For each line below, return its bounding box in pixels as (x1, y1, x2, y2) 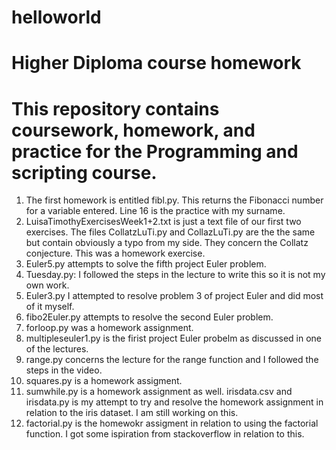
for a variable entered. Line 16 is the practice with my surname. (25, 205, 286, 217)
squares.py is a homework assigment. (25, 375, 183, 387)
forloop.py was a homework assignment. (25, 322, 194, 334)
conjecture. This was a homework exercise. (25, 247, 206, 260)
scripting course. (11, 161, 158, 184)
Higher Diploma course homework (11, 52, 302, 75)
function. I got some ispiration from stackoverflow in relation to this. (25, 428, 305, 440)
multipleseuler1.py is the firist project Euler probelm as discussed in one (25, 332, 323, 345)
